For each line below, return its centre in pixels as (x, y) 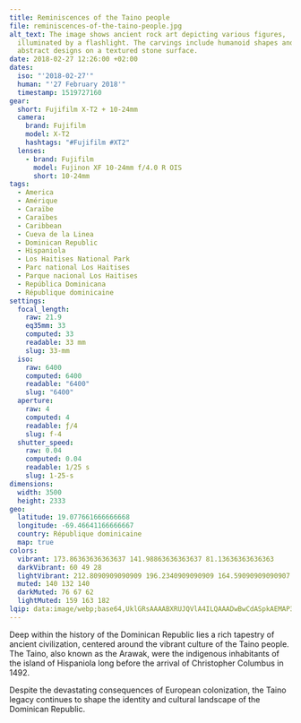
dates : (21, 68)
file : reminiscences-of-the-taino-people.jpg (95, 26)
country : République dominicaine (80, 534)
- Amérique (38, 201)
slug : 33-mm (47, 350)
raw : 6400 (44, 367)
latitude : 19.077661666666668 (73, 517)
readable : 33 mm (56, 342)
